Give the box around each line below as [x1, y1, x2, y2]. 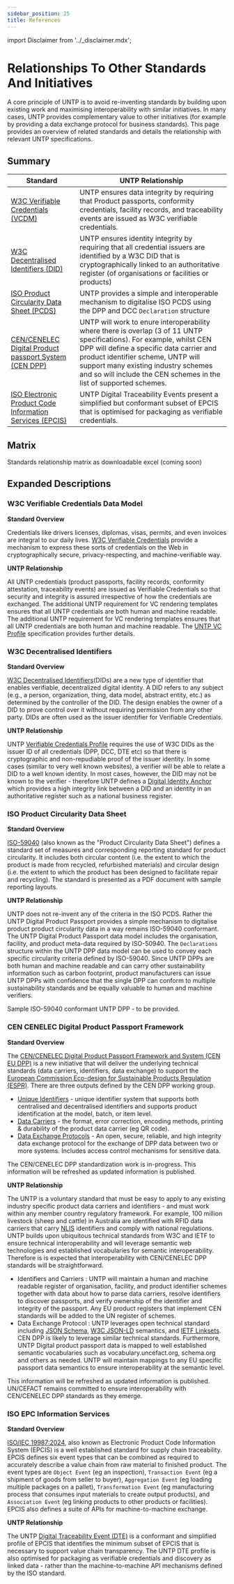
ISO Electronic [10, 389, 58, 399]
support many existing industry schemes [79, 361, 213, 371]
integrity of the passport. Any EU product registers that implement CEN [17, 1304, 221, 1312]
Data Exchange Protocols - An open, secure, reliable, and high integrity [17, 1131, 221, 1140]
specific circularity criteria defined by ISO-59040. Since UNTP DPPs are [7, 954, 214, 963]
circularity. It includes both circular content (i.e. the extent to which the [7, 853, 210, 862]
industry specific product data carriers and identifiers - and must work [7, 1202, 210, 1210]
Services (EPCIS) [10, 416, 68, 426]
